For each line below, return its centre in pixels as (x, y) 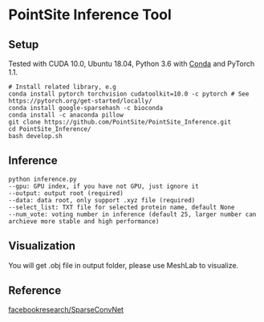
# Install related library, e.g (62, 87)
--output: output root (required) (66, 193)
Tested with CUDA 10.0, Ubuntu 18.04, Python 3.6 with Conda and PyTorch (132, 63)
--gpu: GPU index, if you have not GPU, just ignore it (104, 186)
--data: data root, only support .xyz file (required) (102, 200)
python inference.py (43, 179)
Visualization (42, 246)
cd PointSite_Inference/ (50, 129)
